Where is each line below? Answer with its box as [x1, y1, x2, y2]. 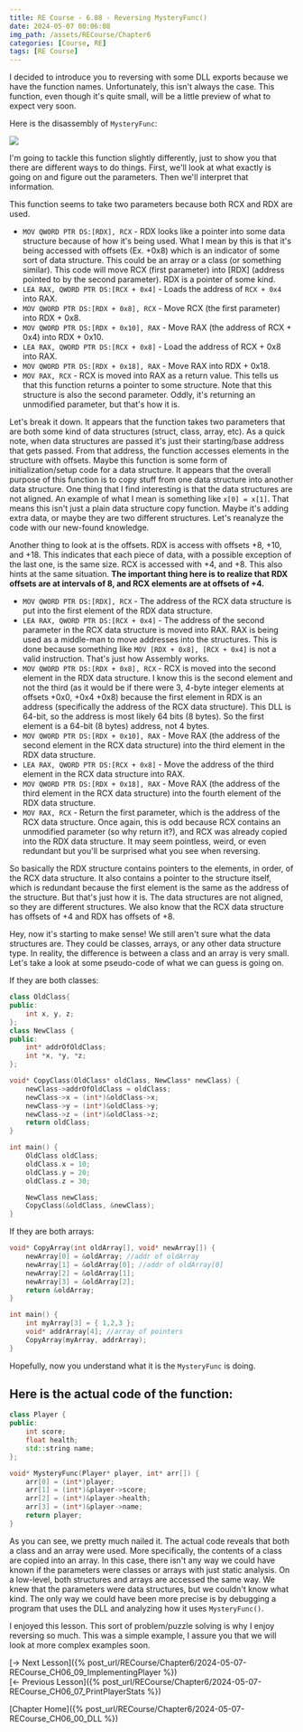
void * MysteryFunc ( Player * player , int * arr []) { [9, 1469, 200, 1478]
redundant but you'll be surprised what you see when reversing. [22, 846, 261, 857]
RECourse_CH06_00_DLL [9, 1713, 103, 1724]
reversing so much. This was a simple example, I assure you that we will [9, 1630, 277, 1641]
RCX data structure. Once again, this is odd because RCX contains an [22, 817, 281, 828]
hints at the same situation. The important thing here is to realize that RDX [9, 569, 289, 580]
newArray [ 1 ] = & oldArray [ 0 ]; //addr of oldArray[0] [25, 1260, 224, 1269]
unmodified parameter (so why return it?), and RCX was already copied [22, 827, 288, 838]
